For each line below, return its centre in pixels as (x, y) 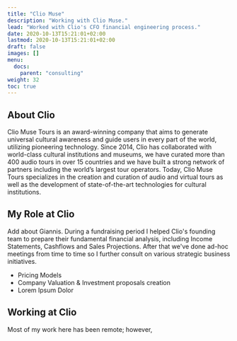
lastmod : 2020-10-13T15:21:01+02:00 (61, 40)
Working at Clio (42, 312)
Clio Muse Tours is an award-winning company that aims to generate (108, 132)
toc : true (22, 86)
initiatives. (22, 261)
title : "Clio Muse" (36, 14)
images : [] (23, 54)
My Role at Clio (41, 214)
